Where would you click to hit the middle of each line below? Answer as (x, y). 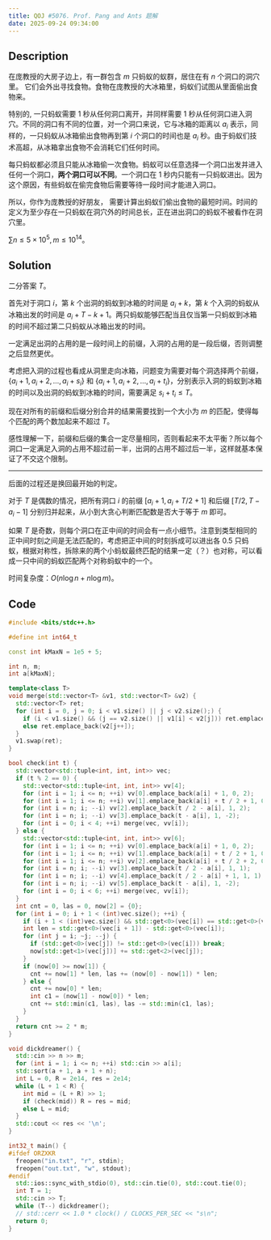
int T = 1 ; (34, 1191)
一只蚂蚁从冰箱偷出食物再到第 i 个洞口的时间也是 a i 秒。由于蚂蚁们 (140, 137)
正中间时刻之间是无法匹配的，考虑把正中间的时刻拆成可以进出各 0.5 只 (125, 541)
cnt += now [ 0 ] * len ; (66, 989)
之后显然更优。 (33, 353)
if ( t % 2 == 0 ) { (47, 778)
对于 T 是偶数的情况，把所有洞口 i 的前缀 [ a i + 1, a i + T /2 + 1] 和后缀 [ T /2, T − (134, 501)
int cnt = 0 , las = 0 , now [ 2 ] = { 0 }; (79, 906)
